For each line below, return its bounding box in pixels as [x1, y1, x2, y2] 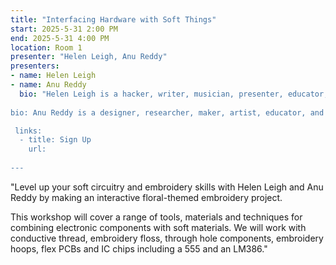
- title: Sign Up [19, 135, 92, 145]
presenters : [10, 61, 60, 71]
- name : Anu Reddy [10, 80, 87, 90]
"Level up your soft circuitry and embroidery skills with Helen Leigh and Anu [10, 181, 324, 193]
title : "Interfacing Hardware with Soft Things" [10, 14, 217, 25]
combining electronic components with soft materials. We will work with [10, 221, 307, 233]
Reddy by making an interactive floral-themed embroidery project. [10, 191, 283, 203]
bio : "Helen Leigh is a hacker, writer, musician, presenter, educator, [19, 89, 329, 99]
